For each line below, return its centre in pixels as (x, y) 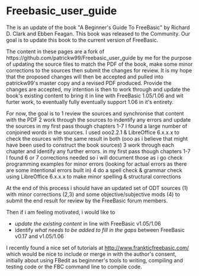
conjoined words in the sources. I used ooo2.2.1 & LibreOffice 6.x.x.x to (93, 132)
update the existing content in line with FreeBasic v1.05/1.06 (88, 223)
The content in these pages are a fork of (55, 51)
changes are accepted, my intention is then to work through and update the (98, 89)
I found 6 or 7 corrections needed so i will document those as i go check (94, 157)
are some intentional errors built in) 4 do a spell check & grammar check (94, 170)
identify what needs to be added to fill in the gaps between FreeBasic (99, 230)
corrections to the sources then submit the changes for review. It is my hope (99, 70)
